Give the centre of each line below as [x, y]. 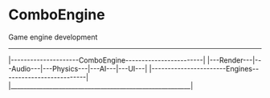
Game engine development [53, 37]
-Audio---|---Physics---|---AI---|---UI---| [78, 68]
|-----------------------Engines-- [204, 68]
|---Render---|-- [234, 60]
